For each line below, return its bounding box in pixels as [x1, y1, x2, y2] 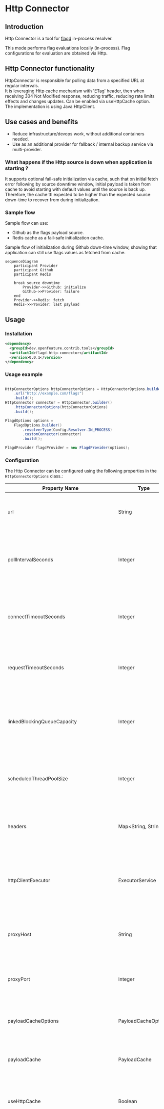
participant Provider [14, 264, 58, 268]
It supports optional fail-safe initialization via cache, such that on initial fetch [5, 176, 158, 182]
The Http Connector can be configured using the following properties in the [5, 468, 157, 474]
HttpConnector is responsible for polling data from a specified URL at [5, 77, 144, 83]
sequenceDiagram [5, 259, 38, 264]
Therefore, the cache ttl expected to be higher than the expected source [5, 191, 151, 197]
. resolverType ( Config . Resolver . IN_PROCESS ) [22, 427, 112, 432]
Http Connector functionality [5, 64, 95, 73]
